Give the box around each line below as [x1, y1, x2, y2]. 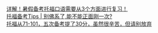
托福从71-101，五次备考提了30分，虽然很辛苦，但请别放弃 [6, 20, 152, 27]
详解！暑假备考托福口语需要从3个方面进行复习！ [6, 5, 128, 12]
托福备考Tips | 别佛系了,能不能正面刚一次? [6, 13, 113, 20]
